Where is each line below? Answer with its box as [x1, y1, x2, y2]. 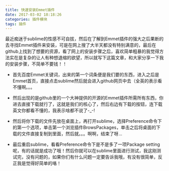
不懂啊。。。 [12, 84, 35, 91]
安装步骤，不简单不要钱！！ [9, 61, 67, 67]
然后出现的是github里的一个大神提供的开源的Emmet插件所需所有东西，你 [12, 95, 164, 101]
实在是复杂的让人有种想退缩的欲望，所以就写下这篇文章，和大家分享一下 [9, 55, 159, 61]
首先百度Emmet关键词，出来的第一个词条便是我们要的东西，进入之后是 [12, 71, 159, 78]
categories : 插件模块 [5, 17, 48, 22]
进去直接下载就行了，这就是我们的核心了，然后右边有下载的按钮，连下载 [12, 101, 162, 107]
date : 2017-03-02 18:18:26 [5, 12, 62, 17]
